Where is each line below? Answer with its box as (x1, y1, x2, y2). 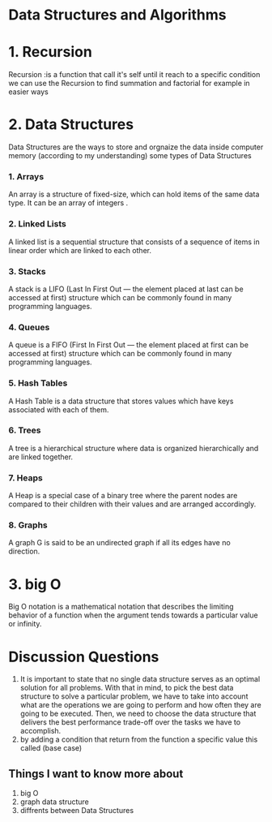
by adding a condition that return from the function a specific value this (19, 734, 258, 744)
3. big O (8, 575, 62, 593)
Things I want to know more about (8, 767, 184, 781)
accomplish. (19, 726, 62, 736)
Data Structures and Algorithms (8, 6, 227, 24)
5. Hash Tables (8, 377, 68, 389)
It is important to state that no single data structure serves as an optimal (19, 674, 261, 684)
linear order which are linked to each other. (8, 245, 152, 255)
